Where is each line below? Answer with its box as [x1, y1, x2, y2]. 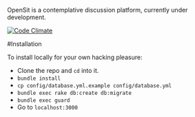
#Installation [7, 40, 43, 47]
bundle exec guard [17, 97, 70, 104]
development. [7, 13, 46, 21]
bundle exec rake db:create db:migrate [17, 89, 132, 96]
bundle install [17, 75, 61, 82]
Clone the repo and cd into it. [17, 67, 99, 74]
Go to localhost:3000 [17, 103, 78, 111]
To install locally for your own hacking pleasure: [7, 53, 143, 61]
